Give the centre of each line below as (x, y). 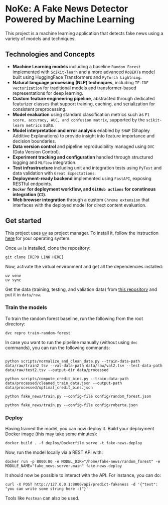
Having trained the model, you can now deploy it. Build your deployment (80, 429)
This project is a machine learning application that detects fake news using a (84, 33)
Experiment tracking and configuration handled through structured (83, 157)
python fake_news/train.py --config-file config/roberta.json (71, 405)
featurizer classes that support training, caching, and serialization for (84, 104)
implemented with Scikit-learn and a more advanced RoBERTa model (84, 72)
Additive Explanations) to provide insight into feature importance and (83, 135)
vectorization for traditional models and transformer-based (74, 88)
